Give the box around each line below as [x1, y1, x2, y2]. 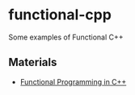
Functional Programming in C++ [19, 76, 127, 86]
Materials [8, 56, 57, 69]
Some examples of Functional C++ [8, 32, 124, 42]
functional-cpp [8, 6, 112, 24]
